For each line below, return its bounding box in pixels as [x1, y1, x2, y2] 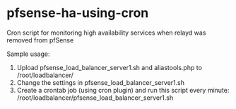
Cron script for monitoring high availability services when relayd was [6, 28, 206, 37]
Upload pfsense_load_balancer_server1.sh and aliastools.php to [16, 63, 203, 71]
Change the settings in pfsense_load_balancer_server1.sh [16, 78, 185, 86]
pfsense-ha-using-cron [6, 5, 149, 21]
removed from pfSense [6, 35, 74, 44]
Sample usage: [6, 50, 50, 58]
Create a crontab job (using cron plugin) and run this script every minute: [16, 86, 230, 94]
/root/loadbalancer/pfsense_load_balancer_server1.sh [16, 93, 174, 102]
